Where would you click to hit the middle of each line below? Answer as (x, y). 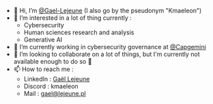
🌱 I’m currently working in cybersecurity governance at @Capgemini (110, 47)
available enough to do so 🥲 (53, 61)
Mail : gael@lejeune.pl (55, 93)
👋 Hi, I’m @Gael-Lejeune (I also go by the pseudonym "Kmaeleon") (108, 11)
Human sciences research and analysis (79, 32)
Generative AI (43, 40)
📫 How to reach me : (43, 69)
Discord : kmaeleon (51, 86)
